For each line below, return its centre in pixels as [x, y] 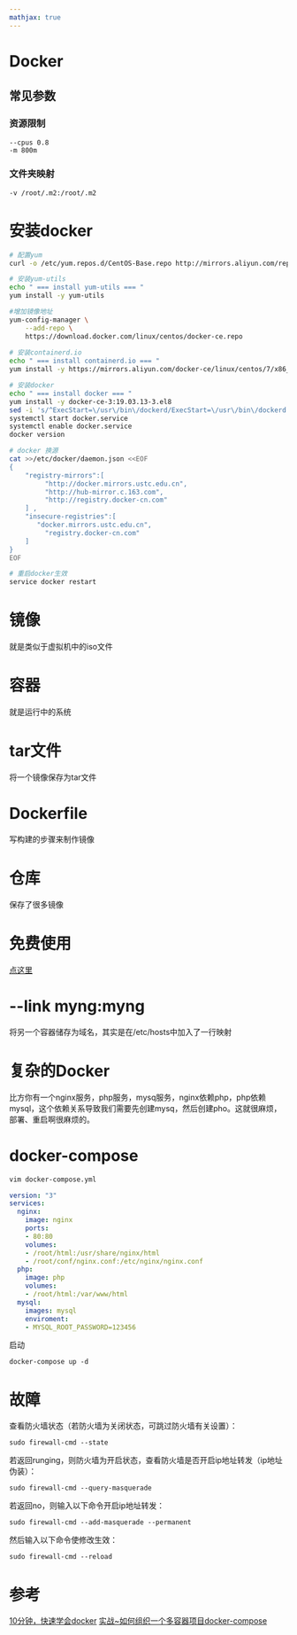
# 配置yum [26, 255]
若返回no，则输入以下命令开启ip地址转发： [87, 1506]
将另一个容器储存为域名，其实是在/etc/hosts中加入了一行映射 [121, 1032]
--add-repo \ [49, 328]
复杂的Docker [60, 1071]
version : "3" [33, 1195]
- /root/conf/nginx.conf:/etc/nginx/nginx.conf [114, 1261]
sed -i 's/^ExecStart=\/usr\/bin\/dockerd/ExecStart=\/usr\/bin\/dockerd [148, 410]
